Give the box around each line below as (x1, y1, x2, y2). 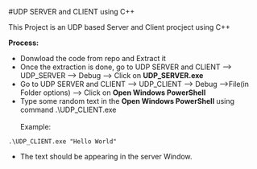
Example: (19, 122, 52, 131)
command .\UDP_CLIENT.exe (19, 105, 117, 114)
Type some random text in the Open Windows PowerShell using (19, 97, 235, 105)
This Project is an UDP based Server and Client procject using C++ (8, 23, 231, 31)
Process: (8, 38, 39, 47)
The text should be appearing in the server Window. (19, 152, 193, 161)
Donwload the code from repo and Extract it (19, 54, 167, 63)
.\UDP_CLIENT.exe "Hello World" (8, 138, 117, 146)
